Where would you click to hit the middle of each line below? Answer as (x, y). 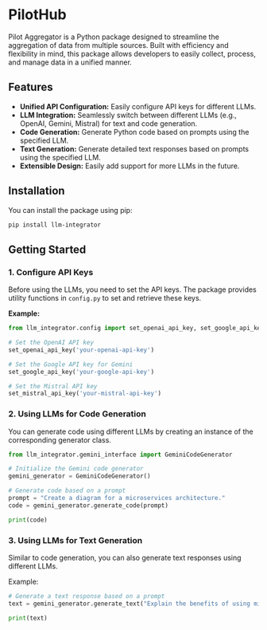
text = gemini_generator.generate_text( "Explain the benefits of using (129, 604)
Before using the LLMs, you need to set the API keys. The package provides (132, 289)
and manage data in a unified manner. (70, 62)
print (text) (28, 618)
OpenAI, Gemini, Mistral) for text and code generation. (108, 123)
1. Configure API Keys (51, 272)
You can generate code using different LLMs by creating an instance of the (131, 431)
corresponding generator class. (60, 439)
